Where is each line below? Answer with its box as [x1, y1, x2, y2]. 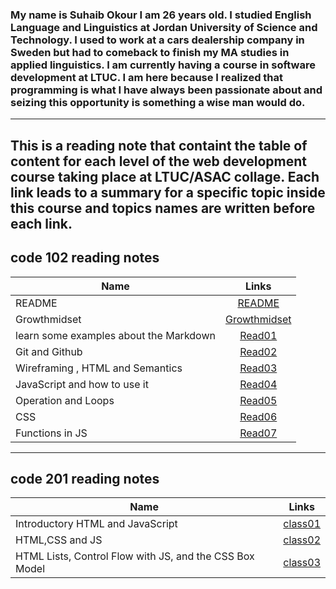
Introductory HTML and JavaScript [15, 517, 178, 531]
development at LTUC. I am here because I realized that [10, 70, 284, 84]
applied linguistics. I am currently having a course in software [10, 58, 316, 72]
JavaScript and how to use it [15, 377, 149, 391]
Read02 [239, 344, 278, 358]
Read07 [239, 426, 278, 440]
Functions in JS [15, 426, 88, 440]
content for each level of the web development [10, 153, 307, 170]
